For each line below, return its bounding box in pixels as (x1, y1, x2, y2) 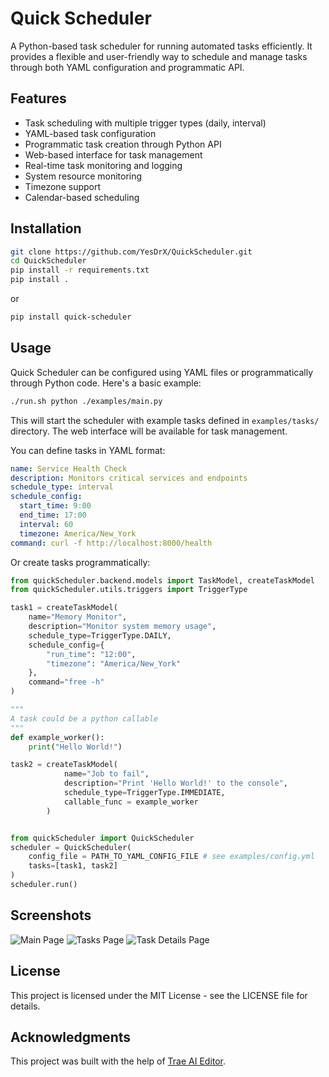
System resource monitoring (24, 170, 143, 182)
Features (10, 90, 67, 107)
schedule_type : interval (10, 482, 114, 492)
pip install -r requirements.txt (10, 265, 150, 276)
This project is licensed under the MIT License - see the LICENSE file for (10, 989, 308, 1001)
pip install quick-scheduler (10, 312, 132, 322)
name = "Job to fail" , (63, 769, 150, 779)
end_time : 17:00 (19, 510, 87, 520)
